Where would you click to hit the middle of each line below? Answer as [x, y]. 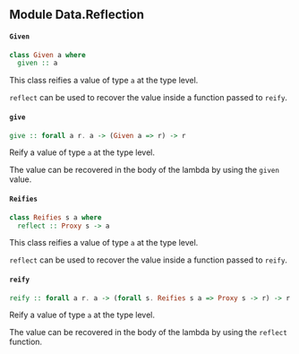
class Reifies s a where [56, 217]
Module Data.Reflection [77, 15]
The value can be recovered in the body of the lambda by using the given [145, 170]
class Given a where [48, 55]
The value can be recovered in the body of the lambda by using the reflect [149, 332]
